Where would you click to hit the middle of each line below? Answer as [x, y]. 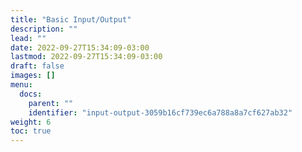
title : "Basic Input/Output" [71, 19]
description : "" [44, 29]
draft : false [37, 66]
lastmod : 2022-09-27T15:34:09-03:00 [86, 57]
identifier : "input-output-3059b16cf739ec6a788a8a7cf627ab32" [160, 112]
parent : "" [51, 103]
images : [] [33, 76]
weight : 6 [31, 122]
